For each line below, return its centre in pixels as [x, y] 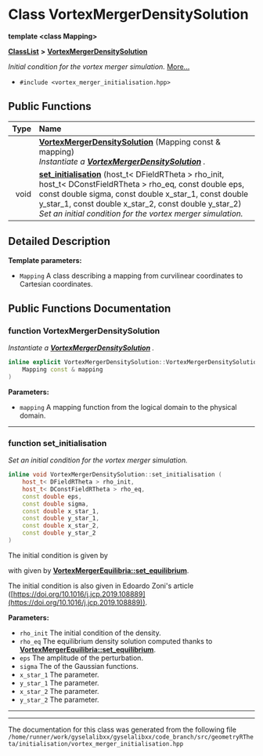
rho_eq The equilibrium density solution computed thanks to [116, 641]
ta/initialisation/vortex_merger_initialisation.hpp [96, 743]
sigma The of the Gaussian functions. [79, 666]
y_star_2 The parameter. [59, 699]
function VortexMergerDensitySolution [84, 331]
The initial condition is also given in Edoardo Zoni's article [101, 586]
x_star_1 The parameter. [59, 674]
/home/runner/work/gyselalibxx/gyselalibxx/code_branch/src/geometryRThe [131, 737]
